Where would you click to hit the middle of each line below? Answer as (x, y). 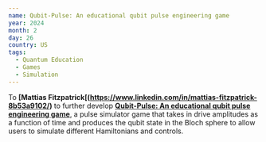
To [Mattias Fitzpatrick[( (49, 97)
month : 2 (23, 30)
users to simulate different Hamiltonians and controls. (96, 131)
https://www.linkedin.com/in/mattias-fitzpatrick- (174, 97)
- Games (28, 67)
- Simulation (37, 75)
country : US (28, 45)
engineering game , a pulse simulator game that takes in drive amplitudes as (133, 114)
